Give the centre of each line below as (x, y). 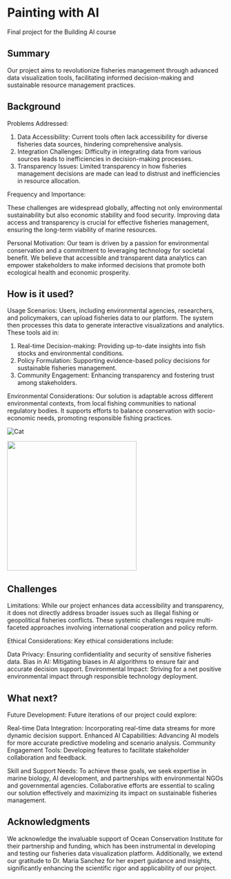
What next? (32, 698)
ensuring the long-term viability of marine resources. (82, 229)
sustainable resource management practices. (71, 85)
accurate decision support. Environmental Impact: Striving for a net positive (114, 669)
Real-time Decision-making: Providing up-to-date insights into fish (111, 346)
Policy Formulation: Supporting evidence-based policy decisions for (113, 361)
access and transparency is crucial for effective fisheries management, (108, 222)
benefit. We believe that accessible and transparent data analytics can (107, 258)
